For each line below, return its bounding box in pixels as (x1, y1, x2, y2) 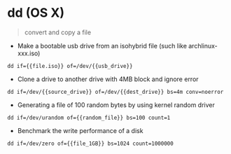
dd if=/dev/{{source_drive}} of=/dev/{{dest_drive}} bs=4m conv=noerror (7, 88, 224, 95)
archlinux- (188, 41, 218, 50)
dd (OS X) (7, 5, 65, 21)
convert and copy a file (24, 28, 92, 36)
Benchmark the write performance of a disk (17, 126, 143, 134)
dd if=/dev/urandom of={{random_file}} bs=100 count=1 (7, 114, 171, 121)
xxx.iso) (17, 49, 41, 57)
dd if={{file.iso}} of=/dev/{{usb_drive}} (7, 62, 133, 69)
